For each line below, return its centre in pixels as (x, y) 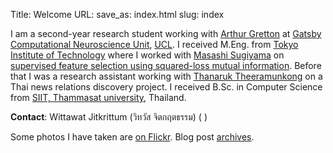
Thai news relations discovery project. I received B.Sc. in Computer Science (166, 87)
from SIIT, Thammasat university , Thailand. (98, 97)
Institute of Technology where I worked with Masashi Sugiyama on (147, 55)
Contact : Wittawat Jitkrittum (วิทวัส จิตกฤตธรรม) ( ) (109, 117)
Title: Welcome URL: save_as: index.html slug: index (117, 14)
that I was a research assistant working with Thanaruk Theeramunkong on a (166, 76)
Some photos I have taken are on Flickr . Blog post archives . (132, 137)
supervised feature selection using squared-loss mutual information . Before (166, 65)
